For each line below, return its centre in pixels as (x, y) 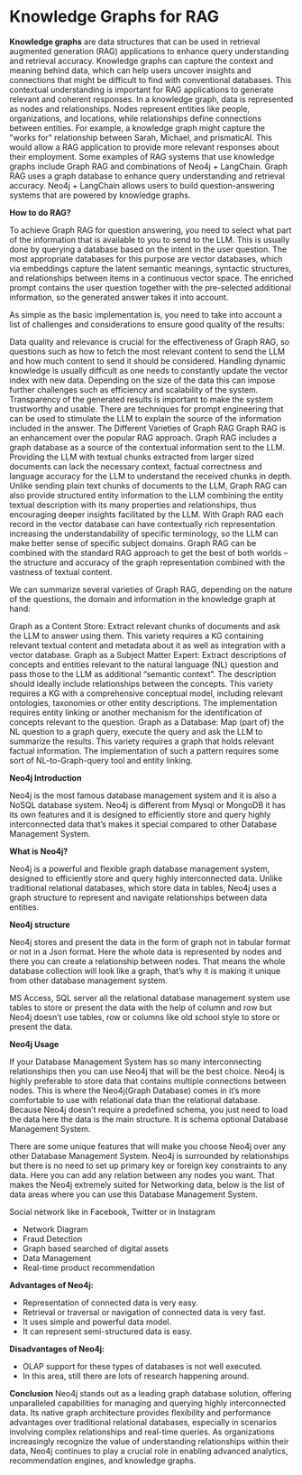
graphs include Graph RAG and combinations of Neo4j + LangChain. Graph (149, 166)
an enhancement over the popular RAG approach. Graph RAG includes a (143, 437)
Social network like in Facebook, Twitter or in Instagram (113, 1211)
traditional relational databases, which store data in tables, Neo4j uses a (143, 887)
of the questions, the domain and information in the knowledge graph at (143, 598)
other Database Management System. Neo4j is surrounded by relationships (149, 1155)
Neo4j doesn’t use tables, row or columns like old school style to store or (145, 1016)
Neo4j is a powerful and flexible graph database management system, (140, 868)
